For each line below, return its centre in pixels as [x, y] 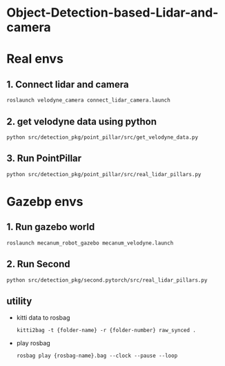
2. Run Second [38, 264]
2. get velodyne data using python [81, 121]
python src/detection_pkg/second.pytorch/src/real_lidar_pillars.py [107, 280]
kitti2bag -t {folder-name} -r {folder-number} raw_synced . [106, 330]
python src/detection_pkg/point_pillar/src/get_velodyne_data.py [102, 137]
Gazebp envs [45, 202]
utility [19, 301]
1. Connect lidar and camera [68, 84]
